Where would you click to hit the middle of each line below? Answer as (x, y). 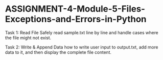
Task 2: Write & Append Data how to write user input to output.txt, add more (81, 47)
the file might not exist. (28, 38)
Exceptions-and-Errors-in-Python (76, 19)
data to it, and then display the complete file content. (58, 52)
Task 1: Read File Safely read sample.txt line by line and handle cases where (82, 32)
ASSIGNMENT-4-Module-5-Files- (75, 9)
